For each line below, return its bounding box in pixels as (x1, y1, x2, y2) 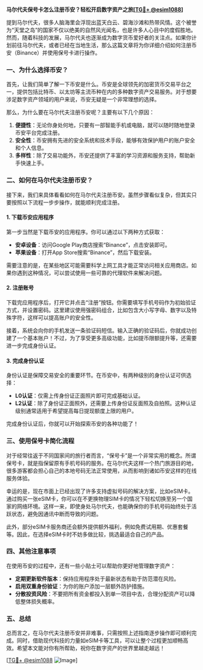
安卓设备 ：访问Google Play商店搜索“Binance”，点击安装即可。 (14, 241, 171, 248)
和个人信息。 (14, 144, 47, 152)
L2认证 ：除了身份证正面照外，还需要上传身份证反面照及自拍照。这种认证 (14, 400, 196, 407)
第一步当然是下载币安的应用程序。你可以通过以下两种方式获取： (6, 228, 165, 235)
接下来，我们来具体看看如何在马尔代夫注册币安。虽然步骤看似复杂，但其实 (6, 191, 192, 198)
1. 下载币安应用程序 (6, 213, 54, 221)
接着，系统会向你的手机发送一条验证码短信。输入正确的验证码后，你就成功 (6, 327, 192, 334)
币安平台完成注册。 (14, 129, 63, 136)
